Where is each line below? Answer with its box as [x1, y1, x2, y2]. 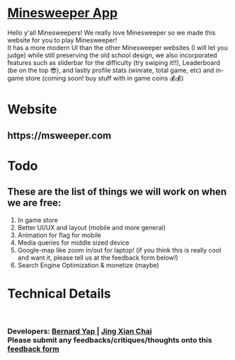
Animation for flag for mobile [17, 231, 101, 239]
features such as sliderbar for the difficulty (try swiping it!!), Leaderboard [7, 58, 221, 66]
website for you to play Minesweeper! [7, 35, 117, 44]
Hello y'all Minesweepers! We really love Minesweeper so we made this [7, 28, 216, 37]
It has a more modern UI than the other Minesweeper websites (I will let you [7, 43, 228, 52]
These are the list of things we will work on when [7, 186, 227, 198]
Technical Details [7, 285, 111, 301]
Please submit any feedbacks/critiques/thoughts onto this [7, 335, 212, 345]
